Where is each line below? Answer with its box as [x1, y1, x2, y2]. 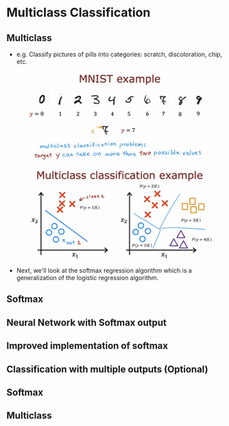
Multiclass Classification [6, 5, 151, 21]
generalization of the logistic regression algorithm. [16, 273, 159, 281]
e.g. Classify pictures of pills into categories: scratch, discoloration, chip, [16, 50, 223, 58]
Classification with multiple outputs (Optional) [6, 363, 208, 375]
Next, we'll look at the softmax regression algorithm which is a [16, 266, 193, 275]
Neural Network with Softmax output [6, 316, 167, 328]
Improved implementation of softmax [6, 340, 169, 352]
